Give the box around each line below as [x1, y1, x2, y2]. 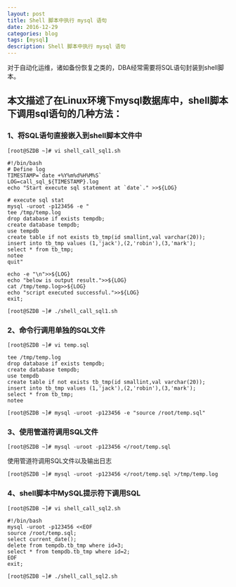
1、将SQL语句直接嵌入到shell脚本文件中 [7, 131, 143, 141]
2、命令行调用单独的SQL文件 [7, 325, 105, 335]
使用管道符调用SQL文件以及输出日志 [7, 457, 112, 465]
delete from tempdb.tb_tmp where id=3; [7, 542, 124, 549]
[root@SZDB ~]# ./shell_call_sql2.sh [7, 572, 118, 580]
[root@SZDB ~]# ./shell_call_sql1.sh [7, 307, 118, 314]
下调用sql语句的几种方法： [7, 108, 123, 120]
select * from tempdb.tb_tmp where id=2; [7, 548, 131, 555]
